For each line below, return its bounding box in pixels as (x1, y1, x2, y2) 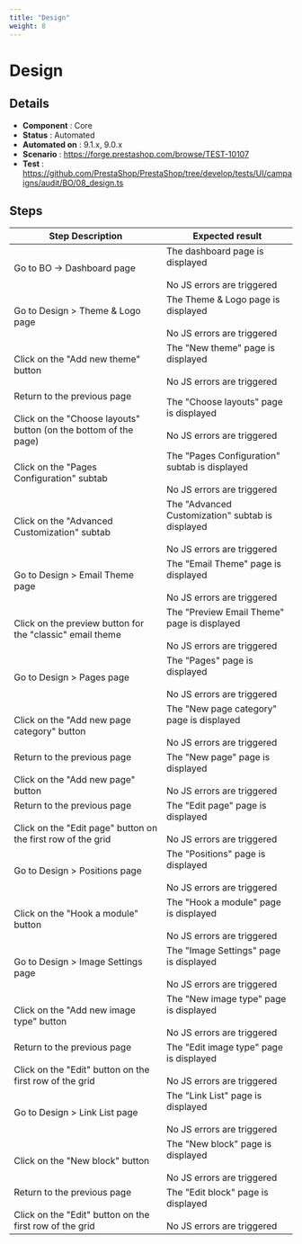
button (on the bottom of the (13, 424, 134, 436)
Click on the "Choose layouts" (13, 413, 141, 425)
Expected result (192, 230, 262, 243)
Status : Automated (22, 130, 95, 140)
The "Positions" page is (165, 847, 266, 860)
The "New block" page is (165, 1138, 272, 1150)
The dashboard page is (165, 245, 264, 257)
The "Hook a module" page (165, 896, 281, 908)
